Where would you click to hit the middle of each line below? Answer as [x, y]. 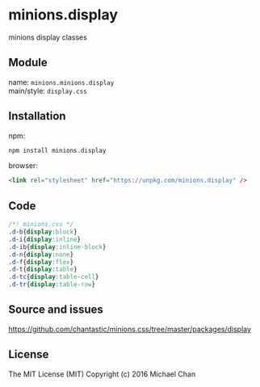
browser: [23, 166]
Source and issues [56, 310]
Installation [37, 116]
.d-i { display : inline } [45, 239]
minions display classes [48, 37]
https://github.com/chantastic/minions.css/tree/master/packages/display [130, 329]
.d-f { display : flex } [41, 262]
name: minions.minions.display [61, 82]
